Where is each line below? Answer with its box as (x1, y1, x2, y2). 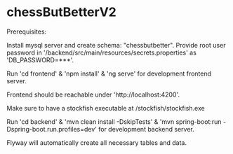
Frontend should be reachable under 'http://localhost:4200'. (6, 90, 180, 99)
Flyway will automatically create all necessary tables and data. (6, 138, 187, 147)
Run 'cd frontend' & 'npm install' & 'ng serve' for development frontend (6, 69, 212, 78)
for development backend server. (98, 125, 194, 133)
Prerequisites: (6, 27, 47, 36)
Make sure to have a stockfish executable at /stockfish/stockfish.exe (6, 104, 205, 112)
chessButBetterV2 (6, 4, 116, 20)
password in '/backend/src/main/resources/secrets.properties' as (6, 48, 197, 57)
